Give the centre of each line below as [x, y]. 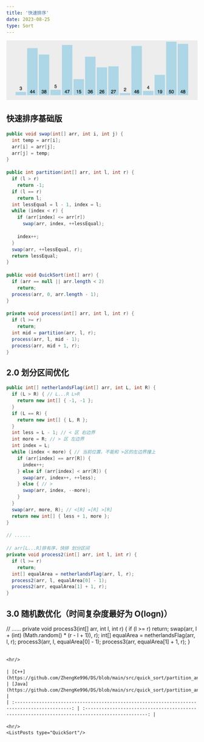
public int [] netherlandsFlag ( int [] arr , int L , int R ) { [81, 388]
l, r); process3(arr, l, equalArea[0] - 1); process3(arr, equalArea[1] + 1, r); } [98, 642]
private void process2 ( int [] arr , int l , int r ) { [72, 555]
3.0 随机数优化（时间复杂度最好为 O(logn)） [89, 614]
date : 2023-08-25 [28, 19]
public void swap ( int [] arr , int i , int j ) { [65, 134]
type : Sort [20, 26]
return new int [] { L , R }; [53, 420]
